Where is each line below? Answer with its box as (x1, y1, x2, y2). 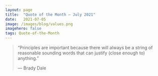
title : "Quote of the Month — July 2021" (5, 12, 96, 17)
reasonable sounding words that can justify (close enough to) (17, 50, 145, 56)
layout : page (5, 7, 33, 13)
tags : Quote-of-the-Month (5, 31, 59, 36)
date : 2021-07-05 (5, 17, 46, 22)
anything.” (17, 55, 39, 61)
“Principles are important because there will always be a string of (17, 45, 153, 50)
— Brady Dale (17, 65, 46, 71)
